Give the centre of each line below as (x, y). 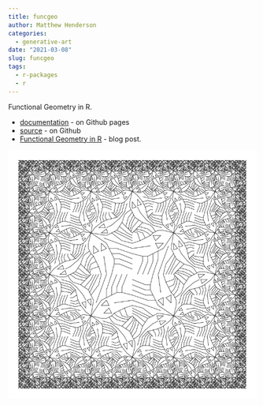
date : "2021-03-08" (40, 50)
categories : (28, 33)
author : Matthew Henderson (52, 25)
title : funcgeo (33, 17)
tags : (17, 67)
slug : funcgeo (31, 58)
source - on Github (50, 130)
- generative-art (44, 42)
